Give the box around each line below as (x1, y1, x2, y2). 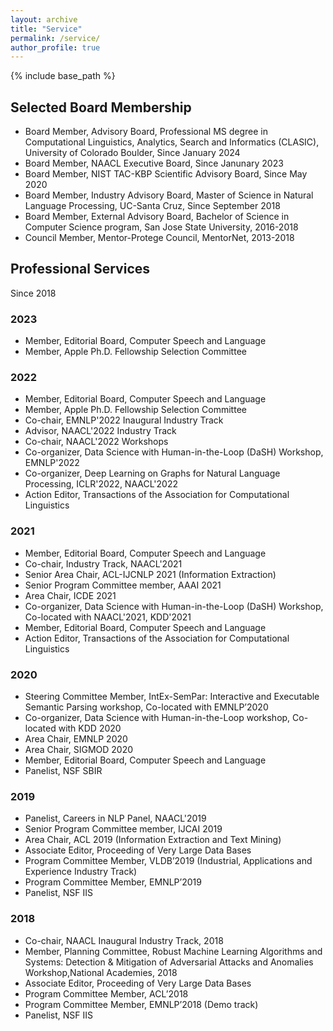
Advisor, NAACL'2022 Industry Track (24, 425, 177, 437)
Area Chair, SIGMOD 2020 (24, 744, 134, 756)
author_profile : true (10, 42, 101, 53)
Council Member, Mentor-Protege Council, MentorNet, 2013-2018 (24, 232, 295, 244)
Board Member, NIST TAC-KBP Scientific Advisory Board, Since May (24, 168, 308, 180)
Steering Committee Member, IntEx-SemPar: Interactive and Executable (24, 691, 320, 703)
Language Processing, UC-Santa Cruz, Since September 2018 (24, 200, 281, 212)
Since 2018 (10, 287, 57, 299)
